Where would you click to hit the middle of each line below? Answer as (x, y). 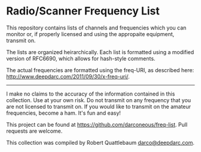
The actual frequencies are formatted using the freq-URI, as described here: (100, 70)
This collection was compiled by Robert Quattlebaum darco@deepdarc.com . (100, 142)
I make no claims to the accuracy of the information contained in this (91, 94)
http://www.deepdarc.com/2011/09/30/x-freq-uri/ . (68, 76)
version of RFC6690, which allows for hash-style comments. (81, 58)
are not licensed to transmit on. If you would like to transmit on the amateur (99, 106)
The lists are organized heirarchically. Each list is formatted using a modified (100, 52)
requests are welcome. (34, 131)
